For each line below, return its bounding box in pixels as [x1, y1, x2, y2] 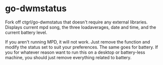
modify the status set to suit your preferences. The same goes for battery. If [5, 44, 158, 50]
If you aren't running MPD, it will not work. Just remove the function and [5, 39, 150, 44]
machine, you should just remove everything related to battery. [5, 54, 132, 60]
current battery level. [5, 29, 47, 35]
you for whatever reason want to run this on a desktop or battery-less [5, 49, 145, 55]
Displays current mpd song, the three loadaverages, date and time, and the [5, 24, 157, 30]
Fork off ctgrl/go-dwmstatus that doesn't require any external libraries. [5, 19, 148, 25]
